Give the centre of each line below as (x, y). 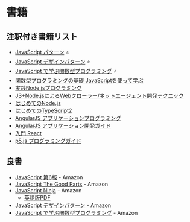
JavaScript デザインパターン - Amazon (63, 205)
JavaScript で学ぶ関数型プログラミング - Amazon (76, 212)
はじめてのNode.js (38, 103)
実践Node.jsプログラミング (49, 88)
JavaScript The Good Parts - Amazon (62, 184)
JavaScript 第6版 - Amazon (49, 177)
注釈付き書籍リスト (42, 36)
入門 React (28, 133)
